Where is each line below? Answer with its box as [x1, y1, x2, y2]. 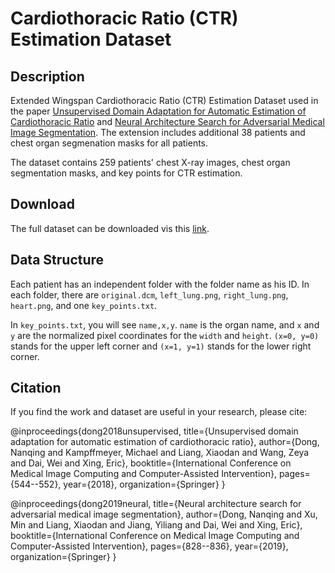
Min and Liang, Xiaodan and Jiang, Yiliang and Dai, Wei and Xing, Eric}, [10, 519, 303, 531]
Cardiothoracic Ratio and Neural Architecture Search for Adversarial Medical [10, 116, 325, 127]
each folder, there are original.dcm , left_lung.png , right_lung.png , [10, 288, 289, 301]
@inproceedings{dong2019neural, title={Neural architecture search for [10, 498, 302, 510]
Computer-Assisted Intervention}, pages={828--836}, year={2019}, [10, 540, 289, 552]
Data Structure [10, 252, 105, 269]
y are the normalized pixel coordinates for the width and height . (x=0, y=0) [10, 329, 320, 341]
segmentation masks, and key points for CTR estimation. [10, 167, 243, 179]
